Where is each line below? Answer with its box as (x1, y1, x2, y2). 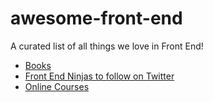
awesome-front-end (10, 7, 183, 30)
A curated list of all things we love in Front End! (10, 40, 204, 52)
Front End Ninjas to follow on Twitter (24, 70, 175, 82)
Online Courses (24, 80, 90, 92)
